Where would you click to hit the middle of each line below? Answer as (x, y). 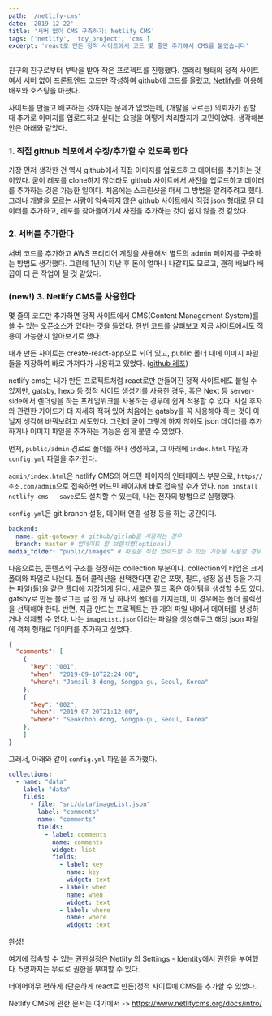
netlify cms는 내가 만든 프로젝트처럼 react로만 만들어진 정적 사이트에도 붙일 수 (133, 381)
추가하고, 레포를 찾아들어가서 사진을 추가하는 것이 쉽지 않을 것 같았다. (139, 211)
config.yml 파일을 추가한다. (53, 458)
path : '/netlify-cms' (45, 16)
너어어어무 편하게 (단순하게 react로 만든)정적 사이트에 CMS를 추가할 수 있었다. (133, 986)
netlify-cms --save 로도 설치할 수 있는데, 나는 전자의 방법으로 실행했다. (122, 497)
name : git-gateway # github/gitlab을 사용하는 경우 (99, 536)
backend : (23, 529)
